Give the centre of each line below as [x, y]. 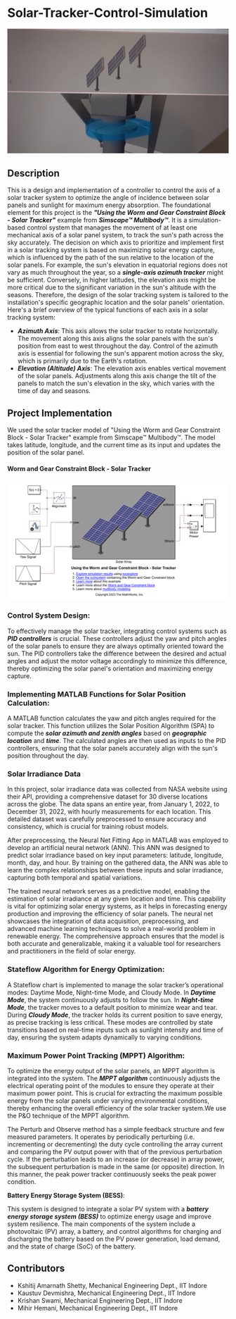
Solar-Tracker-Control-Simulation [108, 13]
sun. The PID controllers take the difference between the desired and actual [117, 654]
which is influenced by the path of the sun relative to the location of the [111, 258]
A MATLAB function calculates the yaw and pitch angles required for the [112, 718]
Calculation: [28, 703]
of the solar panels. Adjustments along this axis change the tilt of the [117, 376]
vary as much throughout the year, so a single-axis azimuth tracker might [115, 273]
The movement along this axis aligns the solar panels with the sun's [115, 339]
